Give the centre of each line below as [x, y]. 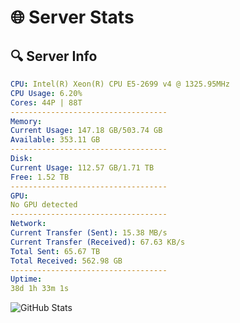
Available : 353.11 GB [55, 140]
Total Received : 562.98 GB [66, 261]
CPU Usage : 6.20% [46, 93]
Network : [28, 224]
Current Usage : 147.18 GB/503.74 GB [86, 131]
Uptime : [26, 279]
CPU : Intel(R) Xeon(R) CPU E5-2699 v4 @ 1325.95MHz [120, 84]
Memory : [26, 121]
